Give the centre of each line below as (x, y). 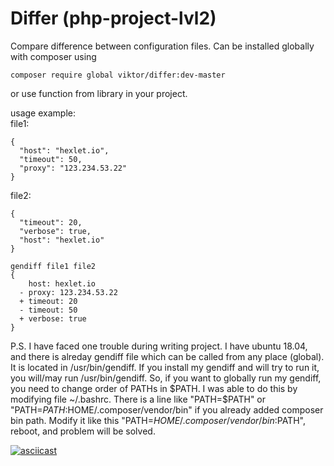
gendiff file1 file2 (53, 266)
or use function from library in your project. (99, 93)
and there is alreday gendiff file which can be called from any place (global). (167, 356)
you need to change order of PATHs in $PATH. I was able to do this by (154, 388)
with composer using (53, 56)
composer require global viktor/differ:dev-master (118, 75)
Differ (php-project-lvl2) (113, 18)
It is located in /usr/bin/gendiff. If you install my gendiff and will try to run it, (165, 367)
